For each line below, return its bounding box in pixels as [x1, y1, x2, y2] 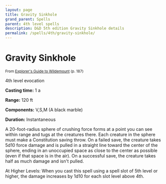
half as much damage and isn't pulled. [5, 158, 84, 164]
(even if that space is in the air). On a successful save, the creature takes [5, 152, 156, 158]
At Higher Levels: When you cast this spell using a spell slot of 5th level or [5, 167, 158, 173]
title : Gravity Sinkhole [5, 12, 57, 17]
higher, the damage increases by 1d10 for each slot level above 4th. [5, 173, 144, 179]
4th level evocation [5, 77, 45, 83]
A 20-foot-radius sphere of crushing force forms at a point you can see [5, 126, 152, 132]
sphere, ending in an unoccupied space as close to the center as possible [5, 147, 158, 153]
